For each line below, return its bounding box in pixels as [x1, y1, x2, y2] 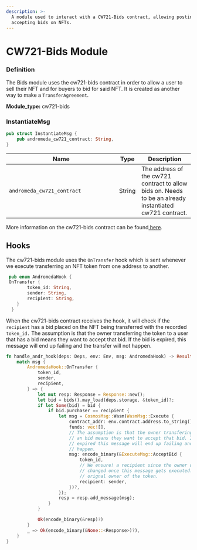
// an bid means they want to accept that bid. [69, 435, 188, 441]
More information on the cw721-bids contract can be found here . [6, 223, 163, 230]
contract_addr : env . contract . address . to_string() [69, 419, 193, 425]
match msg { [16, 359, 46, 365]
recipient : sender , [79, 478, 127, 484]
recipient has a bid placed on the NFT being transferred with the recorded [6, 323, 187, 330]
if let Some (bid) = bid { [37, 402, 101, 408]
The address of [141, 165, 184, 173]
